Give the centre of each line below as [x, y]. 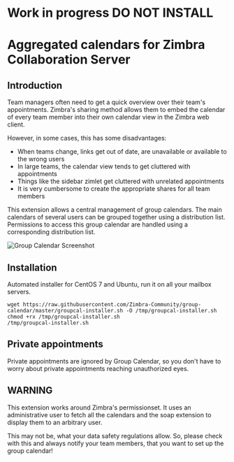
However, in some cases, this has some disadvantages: [87, 138]
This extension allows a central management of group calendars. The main [115, 210]
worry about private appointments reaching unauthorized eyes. [98, 368]
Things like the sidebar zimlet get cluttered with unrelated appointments [121, 181]
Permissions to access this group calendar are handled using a [98, 224]
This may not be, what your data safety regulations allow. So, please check [115, 435]
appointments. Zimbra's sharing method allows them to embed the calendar [116, 110]
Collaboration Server [69, 60]
